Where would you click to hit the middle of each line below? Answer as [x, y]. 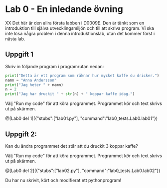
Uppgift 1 [19, 54]
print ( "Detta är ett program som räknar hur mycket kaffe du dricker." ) [82, 76]
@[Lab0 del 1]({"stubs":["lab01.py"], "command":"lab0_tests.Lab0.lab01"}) [82, 118]
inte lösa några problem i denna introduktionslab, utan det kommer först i [80, 33]
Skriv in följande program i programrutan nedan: [55, 66]
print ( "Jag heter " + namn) [34, 85]
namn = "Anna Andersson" [31, 80]
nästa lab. [15, 39]
